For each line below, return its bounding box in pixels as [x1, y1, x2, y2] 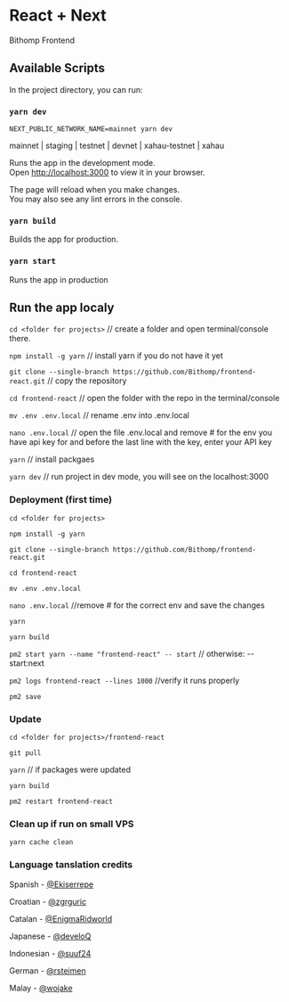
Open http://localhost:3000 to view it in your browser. [9, 167, 206, 178]
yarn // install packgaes [9, 454, 95, 464]
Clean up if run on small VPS [9, 817, 135, 830]
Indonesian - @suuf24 [9, 948, 92, 958]
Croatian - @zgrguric [9, 896, 87, 907]
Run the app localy [9, 300, 115, 316]
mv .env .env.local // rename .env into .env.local [9, 410, 189, 421]
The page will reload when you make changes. [9, 185, 181, 195]
